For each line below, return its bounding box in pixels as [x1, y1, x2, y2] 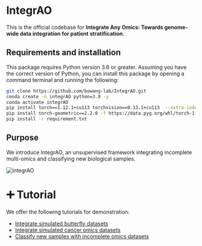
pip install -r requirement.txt [6, 116, 87, 122]
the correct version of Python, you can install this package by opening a [6, 70, 185, 77]
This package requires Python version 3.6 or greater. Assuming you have [6, 63, 187, 71]
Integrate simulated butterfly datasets [14, 219, 108, 227]
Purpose [6, 133, 39, 143]
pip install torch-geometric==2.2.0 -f [6, 110, 106, 116]
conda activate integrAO [6, 99, 69, 106]
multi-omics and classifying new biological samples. [6, 155, 136, 162]
